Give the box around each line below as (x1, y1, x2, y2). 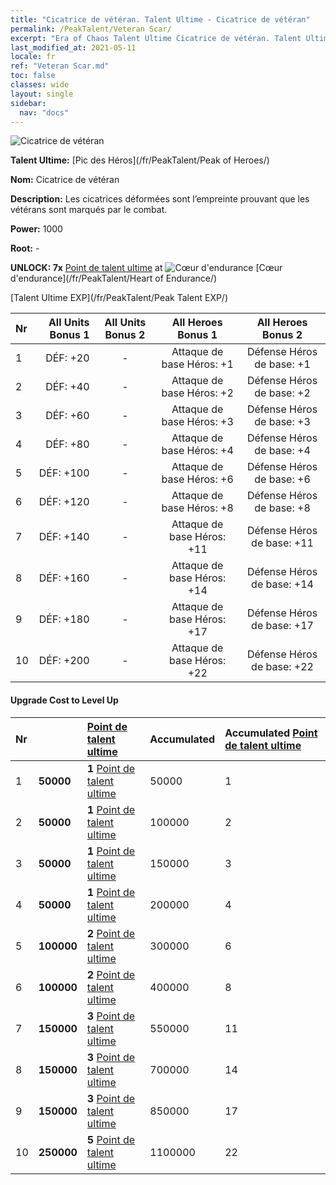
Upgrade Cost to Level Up (10, 694, 119, 706)
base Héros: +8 (161, 501, 234, 515)
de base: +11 (251, 536, 314, 550)
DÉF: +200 (38, 654, 90, 668)
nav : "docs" (19, 107, 70, 118)
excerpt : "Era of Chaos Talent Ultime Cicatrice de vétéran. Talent (10, 33, 302, 43)
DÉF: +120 (38, 495, 90, 509)
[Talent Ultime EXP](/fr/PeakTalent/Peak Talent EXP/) (10, 292, 229, 304)
